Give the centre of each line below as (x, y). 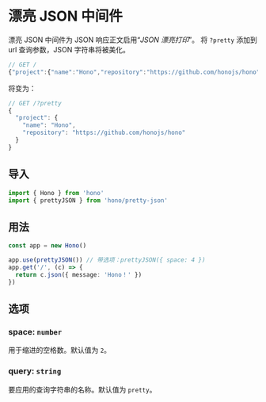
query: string (35, 371)
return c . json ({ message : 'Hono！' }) (79, 274)
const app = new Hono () (47, 246)
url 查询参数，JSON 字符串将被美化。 (69, 49)
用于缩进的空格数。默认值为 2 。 (60, 350)
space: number (35, 331)
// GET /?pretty (35, 103)
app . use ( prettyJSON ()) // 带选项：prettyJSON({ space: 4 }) (107, 260)
